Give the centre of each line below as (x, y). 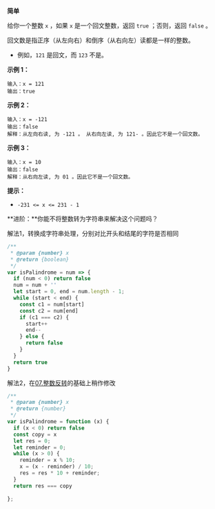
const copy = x (35, 434)
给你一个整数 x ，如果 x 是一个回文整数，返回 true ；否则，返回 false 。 (110, 26)
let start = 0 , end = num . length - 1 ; (69, 292)
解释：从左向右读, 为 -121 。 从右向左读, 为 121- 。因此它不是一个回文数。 (105, 134)
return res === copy (43, 486)
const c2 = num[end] (49, 311)
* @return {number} (38, 409)
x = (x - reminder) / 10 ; (57, 467)
